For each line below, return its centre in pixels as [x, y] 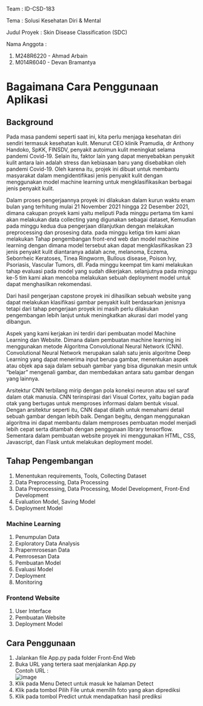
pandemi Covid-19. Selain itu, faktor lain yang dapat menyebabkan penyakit [101, 156]
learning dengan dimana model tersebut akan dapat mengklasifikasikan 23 [99, 245]
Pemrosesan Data [37, 557]
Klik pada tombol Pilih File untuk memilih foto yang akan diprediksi [98, 690]
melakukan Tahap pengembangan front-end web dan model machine [93, 239]
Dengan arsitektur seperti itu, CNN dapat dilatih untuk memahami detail [95, 410]
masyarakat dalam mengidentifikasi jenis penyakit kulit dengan [85, 175]
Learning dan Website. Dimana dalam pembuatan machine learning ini [94, 340]
